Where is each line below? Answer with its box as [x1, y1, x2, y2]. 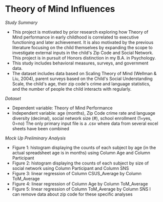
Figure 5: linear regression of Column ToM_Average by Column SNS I [12, 186, 151, 192]
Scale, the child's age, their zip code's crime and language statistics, [12, 81, 151, 86]
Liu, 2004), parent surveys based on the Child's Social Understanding [12, 76, 153, 81]
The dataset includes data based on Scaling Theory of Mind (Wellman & [12, 70, 157, 76]
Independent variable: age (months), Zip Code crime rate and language [12, 110, 155, 116]
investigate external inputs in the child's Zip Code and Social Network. [12, 50, 154, 56]
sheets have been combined [12, 125, 69, 131]
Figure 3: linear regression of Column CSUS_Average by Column [12, 170, 142, 176]
